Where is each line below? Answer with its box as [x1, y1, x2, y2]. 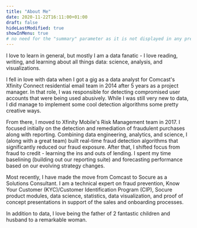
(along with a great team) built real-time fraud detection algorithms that [6, 138, 178, 144]
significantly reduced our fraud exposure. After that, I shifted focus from [6, 143, 181, 150]
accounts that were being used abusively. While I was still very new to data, [6, 95, 189, 102]
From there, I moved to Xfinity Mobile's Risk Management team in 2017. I [6, 119, 181, 125]
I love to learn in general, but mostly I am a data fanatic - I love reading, [6, 52, 178, 59]
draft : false [6, 19, 38, 25]
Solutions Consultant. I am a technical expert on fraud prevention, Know [6, 180, 180, 187]
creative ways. [6, 107, 42, 114]
